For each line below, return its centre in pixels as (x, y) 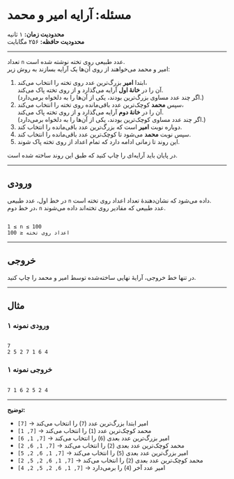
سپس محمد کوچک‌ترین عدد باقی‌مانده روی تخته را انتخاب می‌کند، (101, 104)
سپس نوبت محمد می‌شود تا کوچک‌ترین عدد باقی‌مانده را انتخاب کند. (104, 134)
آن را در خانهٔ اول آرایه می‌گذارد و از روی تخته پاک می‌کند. (90, 90)
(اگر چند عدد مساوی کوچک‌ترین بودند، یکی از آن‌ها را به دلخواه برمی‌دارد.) (111, 119)
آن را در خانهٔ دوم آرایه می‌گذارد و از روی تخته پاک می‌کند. (90, 112)
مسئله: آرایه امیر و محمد (69, 15)
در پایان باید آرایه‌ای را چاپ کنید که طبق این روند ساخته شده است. (92, 155)
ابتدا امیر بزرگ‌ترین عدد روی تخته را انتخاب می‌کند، (82, 82)
